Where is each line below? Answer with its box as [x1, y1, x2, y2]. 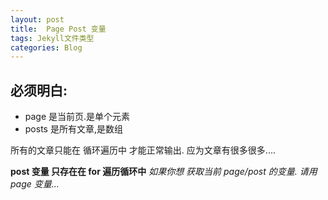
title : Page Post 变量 [10, 24, 107, 34]
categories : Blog [10, 42, 83, 53]
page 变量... [10, 178, 60, 190]
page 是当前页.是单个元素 [24, 111, 131, 123]
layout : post [10, 14, 65, 25]
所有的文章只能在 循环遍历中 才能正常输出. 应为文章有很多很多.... [10, 144, 276, 156]
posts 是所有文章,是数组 [24, 123, 123, 135]
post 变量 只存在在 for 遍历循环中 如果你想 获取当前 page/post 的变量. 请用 [10, 166, 318, 178]
